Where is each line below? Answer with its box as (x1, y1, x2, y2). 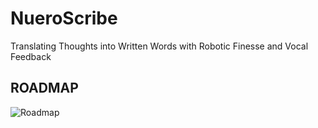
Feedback (10, 50, 52, 62)
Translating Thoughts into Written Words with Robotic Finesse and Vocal (10, 40, 309, 52)
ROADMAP (10, 80, 79, 97)
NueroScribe (10, 7, 118, 30)
